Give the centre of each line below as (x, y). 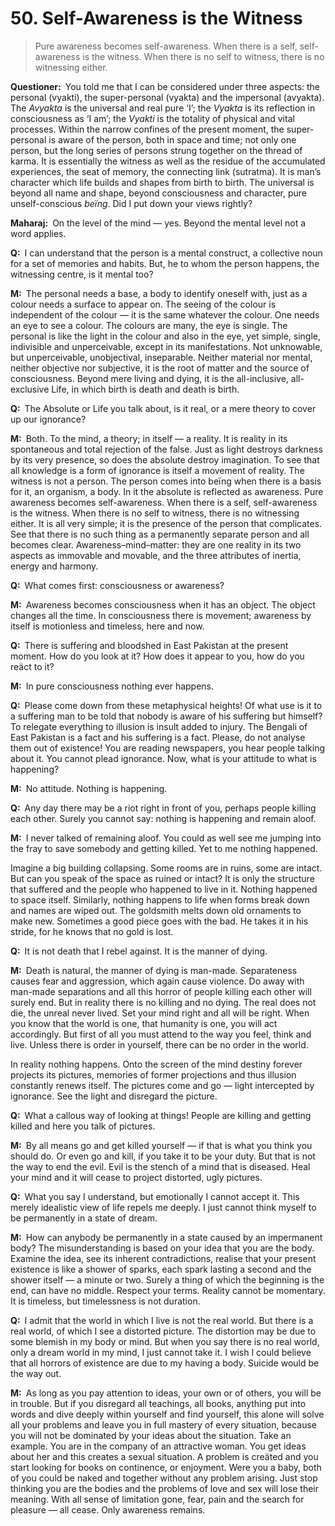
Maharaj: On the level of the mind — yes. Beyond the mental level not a (158, 223)
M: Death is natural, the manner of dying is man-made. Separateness (154, 970)
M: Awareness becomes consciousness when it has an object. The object (163, 604)
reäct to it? (32, 666)
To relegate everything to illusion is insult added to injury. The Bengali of (159, 726)
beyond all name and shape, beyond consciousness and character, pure (159, 193)
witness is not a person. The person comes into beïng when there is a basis (166, 481)
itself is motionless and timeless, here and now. (107, 626)
